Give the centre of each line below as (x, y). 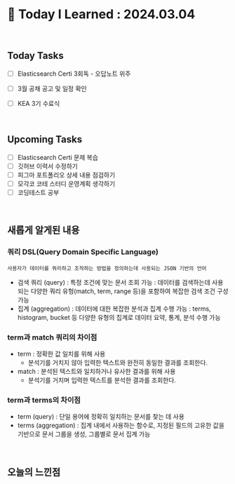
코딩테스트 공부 (38, 193)
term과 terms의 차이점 (44, 400)
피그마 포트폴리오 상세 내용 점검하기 (66, 175)
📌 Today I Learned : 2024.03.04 (101, 14)
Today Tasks (36, 56)
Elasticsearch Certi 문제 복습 (58, 157)
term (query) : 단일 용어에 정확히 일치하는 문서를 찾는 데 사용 (101, 417)
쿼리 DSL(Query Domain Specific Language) (83, 252)
